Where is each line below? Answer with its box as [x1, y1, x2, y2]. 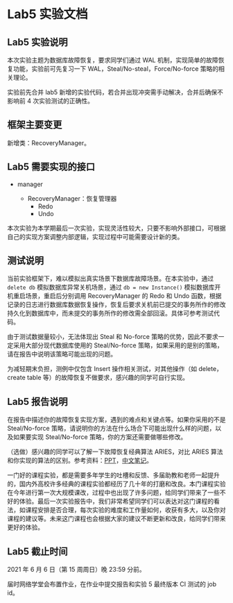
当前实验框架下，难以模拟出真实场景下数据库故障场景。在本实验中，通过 [7, 274, 214, 283]
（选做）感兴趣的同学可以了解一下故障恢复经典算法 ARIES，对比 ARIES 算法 [7, 447, 223, 456]
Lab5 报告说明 [7, 395, 68, 407]
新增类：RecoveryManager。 [7, 138, 90, 147]
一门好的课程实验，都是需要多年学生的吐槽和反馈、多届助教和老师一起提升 [7, 471, 220, 479]
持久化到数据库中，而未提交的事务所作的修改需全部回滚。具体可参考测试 [7, 309, 214, 317]
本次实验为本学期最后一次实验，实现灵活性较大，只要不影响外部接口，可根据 [7, 224, 226, 232]
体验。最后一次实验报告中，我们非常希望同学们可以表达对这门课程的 [19, 497, 214, 506]
